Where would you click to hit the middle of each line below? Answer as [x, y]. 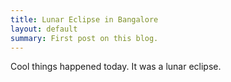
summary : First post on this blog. [84, 38]
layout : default [44, 29]
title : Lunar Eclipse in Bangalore [84, 19]
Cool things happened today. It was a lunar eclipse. [116, 67]
